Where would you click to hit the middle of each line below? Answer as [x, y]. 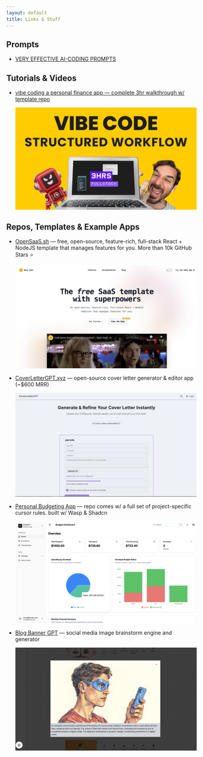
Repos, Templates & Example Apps [73, 227]
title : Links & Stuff [34, 19]
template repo [32, 99]
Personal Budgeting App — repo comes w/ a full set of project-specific [103, 506]
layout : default [27, 13]
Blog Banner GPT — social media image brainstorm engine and [93, 632]
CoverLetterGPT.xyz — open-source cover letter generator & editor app [104, 378]
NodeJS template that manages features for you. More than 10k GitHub [103, 248]
